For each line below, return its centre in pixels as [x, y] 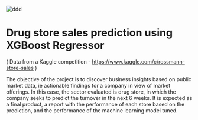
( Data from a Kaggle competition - [48, 61]
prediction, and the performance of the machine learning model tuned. [92, 110]
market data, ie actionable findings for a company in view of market [88, 85]
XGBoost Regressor [55, 46]
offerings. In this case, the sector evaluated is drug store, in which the [91, 92]
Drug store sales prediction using [90, 33]
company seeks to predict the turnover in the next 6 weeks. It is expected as [99, 98]
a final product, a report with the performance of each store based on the [95, 104]
